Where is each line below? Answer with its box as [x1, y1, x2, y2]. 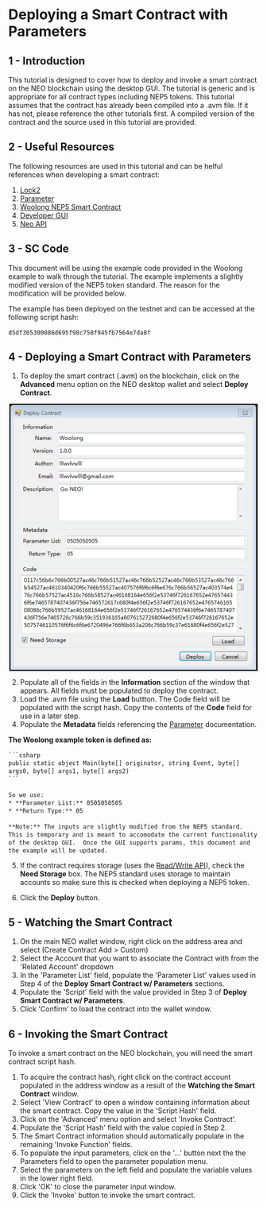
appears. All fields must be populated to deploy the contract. [19, 686, 219, 695]
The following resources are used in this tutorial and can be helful [8, 161, 223, 171]
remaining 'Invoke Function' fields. [19, 1140, 133, 1150]
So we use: [8, 790, 44, 799]
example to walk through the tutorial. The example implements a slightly [8, 272, 244, 281]
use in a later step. [19, 711, 81, 721]
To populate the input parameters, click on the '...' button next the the [19, 1148, 246, 1158]
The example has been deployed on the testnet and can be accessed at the [8, 303, 256, 313]
